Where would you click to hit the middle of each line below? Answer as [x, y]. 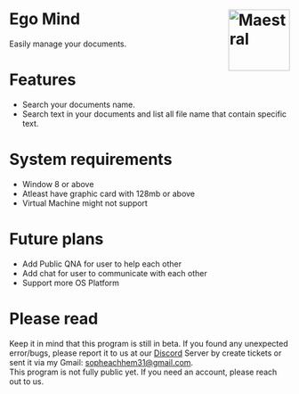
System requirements [91, 160]
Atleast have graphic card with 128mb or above [109, 193]
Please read [54, 319]
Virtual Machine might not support [85, 203]
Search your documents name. [78, 104]
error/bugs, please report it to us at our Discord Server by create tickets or [145, 353]
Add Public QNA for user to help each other [102, 264]
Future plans [57, 239]
